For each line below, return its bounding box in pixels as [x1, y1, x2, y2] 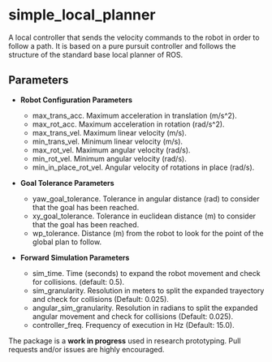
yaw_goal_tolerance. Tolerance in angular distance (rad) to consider [32, 193, 260, 204]
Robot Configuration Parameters [19, 95, 132, 105]
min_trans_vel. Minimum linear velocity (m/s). [32, 136, 183, 146]
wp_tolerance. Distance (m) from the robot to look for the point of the [32, 228, 264, 238]
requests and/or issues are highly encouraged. [8, 344, 165, 354]
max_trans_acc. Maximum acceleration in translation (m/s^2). [32, 110, 237, 120]
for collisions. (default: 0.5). [32, 277, 125, 287]
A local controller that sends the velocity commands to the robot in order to [8, 32, 260, 42]
